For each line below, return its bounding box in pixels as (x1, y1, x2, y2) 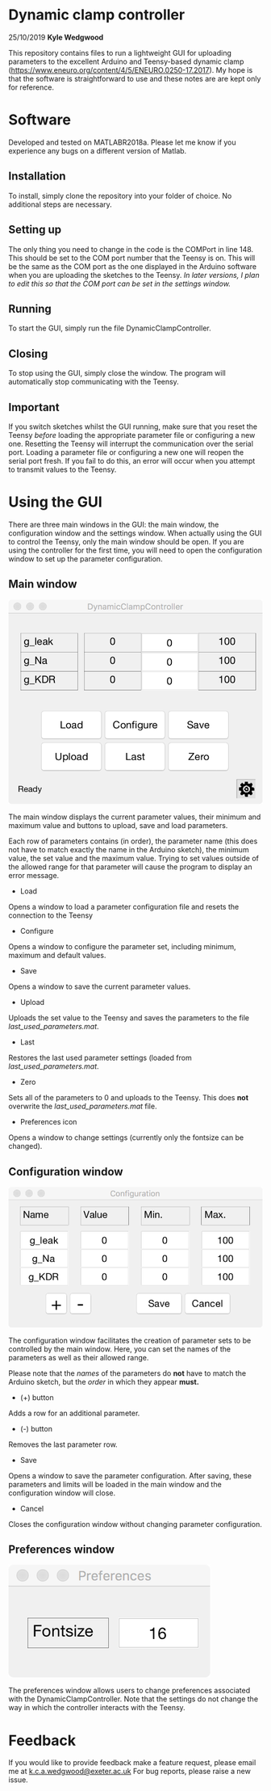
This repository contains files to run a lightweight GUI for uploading (8, 48, 232, 57)
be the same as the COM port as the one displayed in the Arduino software (8, 261, 256, 271)
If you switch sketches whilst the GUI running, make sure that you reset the (8, 422, 258, 431)
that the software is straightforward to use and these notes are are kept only (8, 74, 261, 83)
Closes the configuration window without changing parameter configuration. (8, 1519, 262, 1528)
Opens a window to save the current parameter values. (8, 982, 191, 991)
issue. (8, 1775, 28, 1785)
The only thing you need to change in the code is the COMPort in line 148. (8, 244, 254, 254)
